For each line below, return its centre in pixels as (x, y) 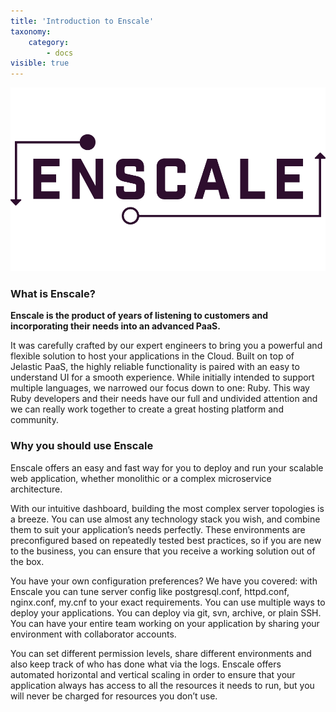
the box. (27, 561)
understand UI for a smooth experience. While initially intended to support (162, 377)
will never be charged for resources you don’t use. (114, 696)
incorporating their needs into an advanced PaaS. (115, 326)
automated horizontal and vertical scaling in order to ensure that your (153, 674)
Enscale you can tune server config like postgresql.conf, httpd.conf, (150, 591)
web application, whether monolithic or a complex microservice (141, 478)
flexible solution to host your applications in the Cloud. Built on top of (152, 356)
